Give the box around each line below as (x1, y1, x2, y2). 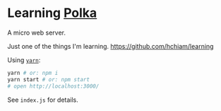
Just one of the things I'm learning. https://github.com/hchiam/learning (7, 42, 214, 50)
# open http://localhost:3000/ (7, 83, 100, 90)
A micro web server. (7, 28, 66, 37)
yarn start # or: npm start (7, 76, 90, 83)
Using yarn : (7, 55, 41, 64)
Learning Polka (7, 5, 97, 21)
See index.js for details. (7, 95, 79, 104)
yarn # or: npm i (7, 69, 59, 76)
